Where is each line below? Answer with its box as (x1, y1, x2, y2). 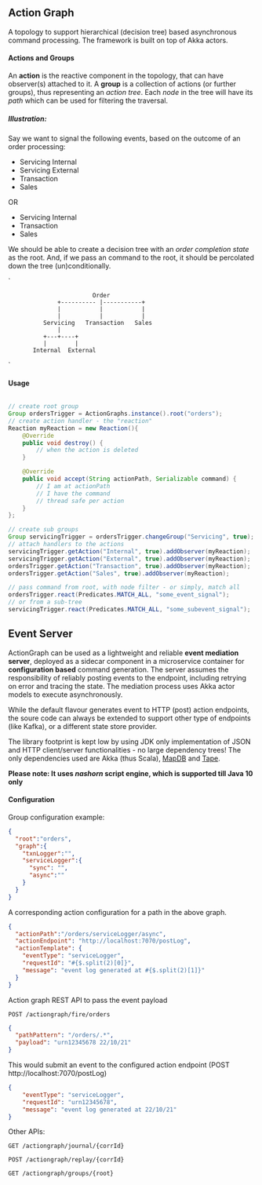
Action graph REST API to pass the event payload (8, 995, 168, 1005)
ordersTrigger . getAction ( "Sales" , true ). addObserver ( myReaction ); (8, 569, 230, 578)
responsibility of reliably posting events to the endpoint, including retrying (8, 673, 247, 682)
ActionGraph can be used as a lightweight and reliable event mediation (8, 647, 239, 658)
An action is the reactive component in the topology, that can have (8, 71, 224, 81)
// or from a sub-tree (8, 598, 82, 607)
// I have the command (36, 490, 111, 498)
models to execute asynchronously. (8, 690, 123, 699)
